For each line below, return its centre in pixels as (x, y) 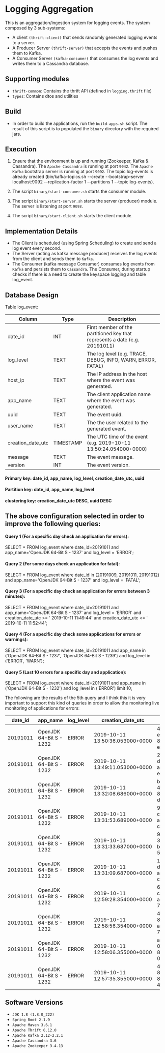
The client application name (119, 394)
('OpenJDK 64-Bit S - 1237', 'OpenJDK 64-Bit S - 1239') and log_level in (78, 655)
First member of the (110, 327)
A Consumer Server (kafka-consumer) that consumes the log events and (85, 58)
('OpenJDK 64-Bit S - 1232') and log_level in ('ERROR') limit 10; (69, 688)
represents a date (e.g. (113, 339)
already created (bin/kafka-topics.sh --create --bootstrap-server (78, 177)
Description (122, 319)
